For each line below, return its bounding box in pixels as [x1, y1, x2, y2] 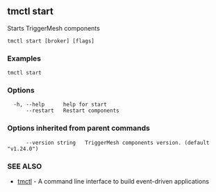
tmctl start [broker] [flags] [7, 38, 95, 45]
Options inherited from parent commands [7, 123, 151, 133]
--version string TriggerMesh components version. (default [25, 139, 210, 146]
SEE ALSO [7, 161, 42, 171]
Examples [7, 54, 42, 63]
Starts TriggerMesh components [7, 24, 101, 32]
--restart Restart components [25, 107, 119, 114]
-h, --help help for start [13, 101, 108, 109]
